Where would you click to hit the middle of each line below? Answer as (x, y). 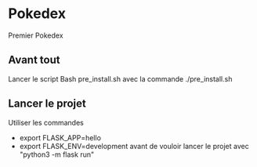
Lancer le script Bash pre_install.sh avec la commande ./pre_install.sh (120, 78)
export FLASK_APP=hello (60, 137)
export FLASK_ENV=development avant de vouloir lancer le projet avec (134, 146)
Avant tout (34, 60)
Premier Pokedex (36, 35)
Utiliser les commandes (46, 122)
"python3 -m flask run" (57, 154)
